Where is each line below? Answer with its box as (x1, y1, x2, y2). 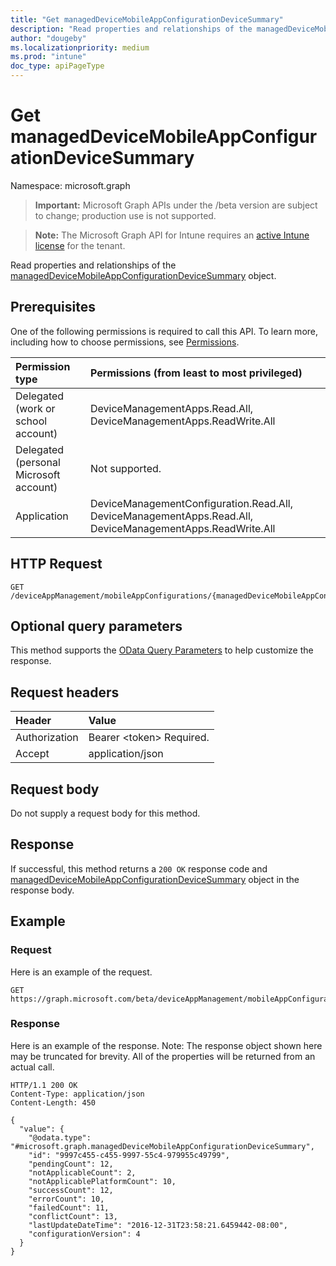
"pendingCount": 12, (28, 1159, 114, 1169)
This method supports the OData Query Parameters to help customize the (10, 644, 314, 656)
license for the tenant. (34, 239, 126, 251)
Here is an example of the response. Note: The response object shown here (10, 1039, 323, 1051)
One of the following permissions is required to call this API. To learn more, (10, 325, 319, 337)
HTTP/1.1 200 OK (10, 1080, 78, 1090)
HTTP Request (10, 556, 103, 573)
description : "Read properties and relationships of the (10, 24, 253, 34)
